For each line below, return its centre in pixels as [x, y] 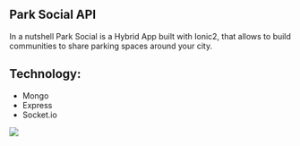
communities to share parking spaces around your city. [111, 46]
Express [37, 105]
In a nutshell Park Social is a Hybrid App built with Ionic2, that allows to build [150, 36]
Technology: [45, 74]
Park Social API [53, 15]
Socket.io [40, 115]
